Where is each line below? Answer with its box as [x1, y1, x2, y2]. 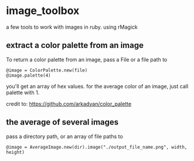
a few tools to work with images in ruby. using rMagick [6, 23, 138, 30]
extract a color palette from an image [6, 40, 144, 50]
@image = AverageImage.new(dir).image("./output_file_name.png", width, [6, 144, 188, 150]
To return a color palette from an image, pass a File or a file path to [6, 56, 168, 63]
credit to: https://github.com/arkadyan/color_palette [6, 100, 132, 107]
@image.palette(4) [6, 72, 51, 78]
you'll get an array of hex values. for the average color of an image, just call [6, 83, 189, 90]
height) [6, 149, 25, 155]
